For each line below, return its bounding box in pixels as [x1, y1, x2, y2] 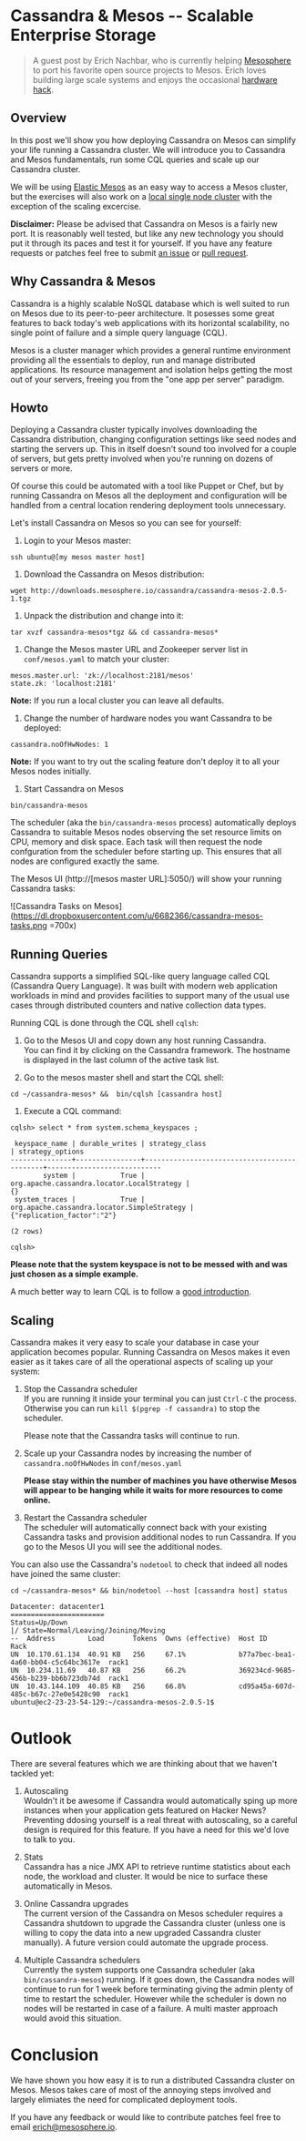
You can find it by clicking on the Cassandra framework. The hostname [23, 1045, 291, 1056]
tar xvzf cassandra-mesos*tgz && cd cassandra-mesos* [10, 628, 219, 638]
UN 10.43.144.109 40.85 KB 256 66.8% [10, 1682, 186, 1691]
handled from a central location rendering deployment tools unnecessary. [10, 500, 286, 511]
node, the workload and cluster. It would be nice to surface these [23, 1870, 268, 1881]
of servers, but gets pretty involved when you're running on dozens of [10, 453, 274, 465]
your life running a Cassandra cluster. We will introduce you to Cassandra [10, 144, 286, 155]
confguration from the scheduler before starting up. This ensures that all [10, 846, 281, 857]
